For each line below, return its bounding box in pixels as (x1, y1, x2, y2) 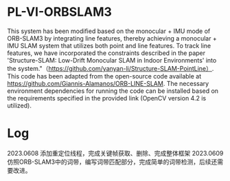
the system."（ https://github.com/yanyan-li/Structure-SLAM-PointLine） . (7, 64, 214, 72)
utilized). (7, 101, 32, 109)
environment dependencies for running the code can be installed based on (7, 87, 218, 95)
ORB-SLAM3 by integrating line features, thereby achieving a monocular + (7, 34, 218, 42)
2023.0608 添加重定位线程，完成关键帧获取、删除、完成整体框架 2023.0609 (7, 149, 224, 157)
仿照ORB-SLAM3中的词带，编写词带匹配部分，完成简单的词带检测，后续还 (7, 158, 218, 166)
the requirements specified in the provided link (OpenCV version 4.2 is (7, 94, 207, 102)
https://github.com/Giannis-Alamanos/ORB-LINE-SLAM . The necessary (7, 79, 209, 87)
